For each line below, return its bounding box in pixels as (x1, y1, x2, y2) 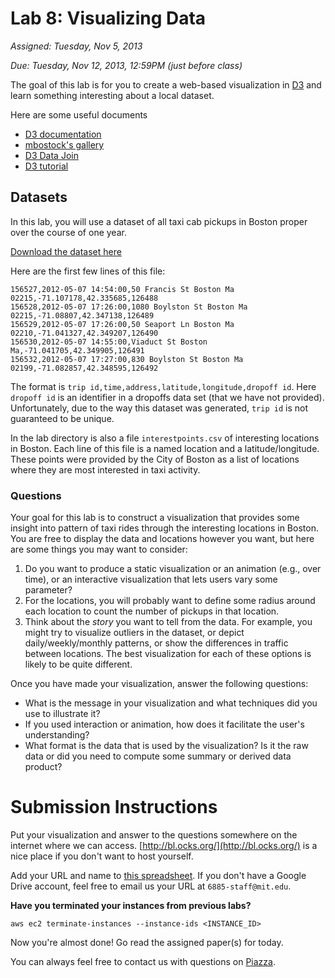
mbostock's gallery (24, 138, 105, 151)
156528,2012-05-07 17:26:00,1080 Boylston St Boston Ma (10, 302, 248, 312)
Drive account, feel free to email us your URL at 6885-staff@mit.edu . (10, 880, 292, 892)
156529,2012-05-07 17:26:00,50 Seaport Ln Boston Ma (10, 319, 235, 329)
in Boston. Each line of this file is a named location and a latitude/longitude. (10, 442, 320, 454)
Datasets (10, 189, 68, 206)
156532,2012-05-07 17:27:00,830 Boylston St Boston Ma (10, 354, 244, 364)
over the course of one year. (10, 226, 127, 238)
